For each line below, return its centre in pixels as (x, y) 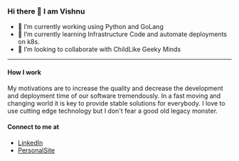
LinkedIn (30, 143)
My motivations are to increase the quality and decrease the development (115, 88)
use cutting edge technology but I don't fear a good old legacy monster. (113, 111)
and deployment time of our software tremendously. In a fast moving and (114, 96)
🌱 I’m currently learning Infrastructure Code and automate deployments (122, 34)
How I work (24, 72)
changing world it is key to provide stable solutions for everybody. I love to (116, 103)
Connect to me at (33, 127)
